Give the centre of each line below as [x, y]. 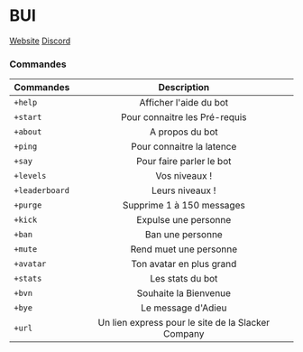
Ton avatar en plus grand [184, 264]
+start [28, 117]
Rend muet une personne [184, 249]
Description [184, 88]
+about [28, 132]
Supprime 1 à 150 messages [184, 206]
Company [184, 334]
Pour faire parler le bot [184, 162]
